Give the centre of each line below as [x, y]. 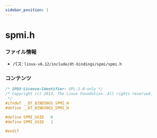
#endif [12, 131]
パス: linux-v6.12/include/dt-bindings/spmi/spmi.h [67, 64]
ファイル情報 [21, 52]
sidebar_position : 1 [27, 10]
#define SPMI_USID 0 [29, 117]
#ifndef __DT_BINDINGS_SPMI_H [37, 103]
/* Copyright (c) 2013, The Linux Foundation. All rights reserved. [79, 94]
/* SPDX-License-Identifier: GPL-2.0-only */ [54, 89]
